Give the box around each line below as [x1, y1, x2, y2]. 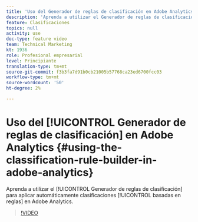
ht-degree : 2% [6, 85, 41, 91]
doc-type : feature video [6, 36, 67, 42]
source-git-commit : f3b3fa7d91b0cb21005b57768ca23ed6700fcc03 [6, 69, 162, 75]
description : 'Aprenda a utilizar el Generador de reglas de [6, 14, 160, 20]
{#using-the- [56, 141, 123, 154]
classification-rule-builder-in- [6, 154, 157, 167]
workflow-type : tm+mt [6, 74, 60, 80]
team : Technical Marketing [6, 42, 72, 48]
